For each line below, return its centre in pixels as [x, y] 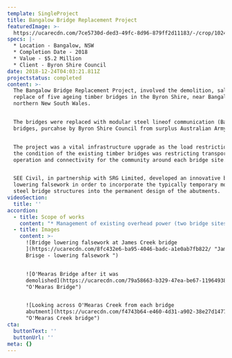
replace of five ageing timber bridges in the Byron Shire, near [109, 97]
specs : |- [21, 39]
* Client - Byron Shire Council [60, 65]
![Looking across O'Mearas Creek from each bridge [100, 305]
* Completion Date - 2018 [51, 53]
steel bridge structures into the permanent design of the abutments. [117, 191]
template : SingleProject [43, 13]
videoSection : [28, 198]
